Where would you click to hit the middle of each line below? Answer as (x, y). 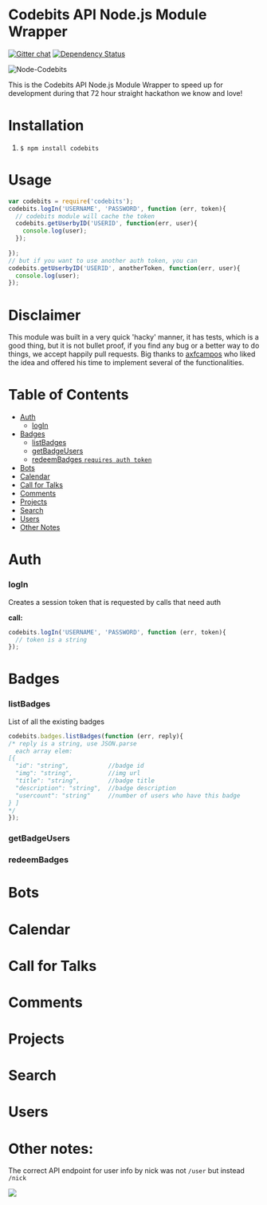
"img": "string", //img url (78, 774)
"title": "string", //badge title (85, 781)
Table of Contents (69, 395)
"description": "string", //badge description (96, 788)
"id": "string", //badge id (80, 766)
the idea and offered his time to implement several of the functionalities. (126, 363)
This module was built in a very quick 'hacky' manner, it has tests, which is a (133, 337)
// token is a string (51, 640)
